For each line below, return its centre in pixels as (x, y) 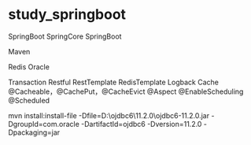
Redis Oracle (29, 67)
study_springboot (67, 15)
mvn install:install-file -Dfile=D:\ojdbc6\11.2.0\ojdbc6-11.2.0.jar (109, 115)
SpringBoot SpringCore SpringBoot (65, 36)
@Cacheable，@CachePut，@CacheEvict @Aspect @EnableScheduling (126, 91)
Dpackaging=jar (34, 132)
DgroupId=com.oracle (44, 124)
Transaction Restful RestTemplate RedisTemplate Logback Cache (113, 82)
